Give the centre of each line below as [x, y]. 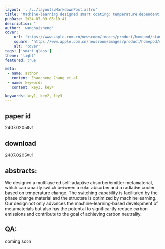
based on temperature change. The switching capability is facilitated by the [82, 193]
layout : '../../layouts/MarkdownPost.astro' [51, 10]
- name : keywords [25, 83]
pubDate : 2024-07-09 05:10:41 [36, 19]
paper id [18, 116]
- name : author [23, 74]
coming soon [18, 241]
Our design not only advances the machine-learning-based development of [82, 203]
